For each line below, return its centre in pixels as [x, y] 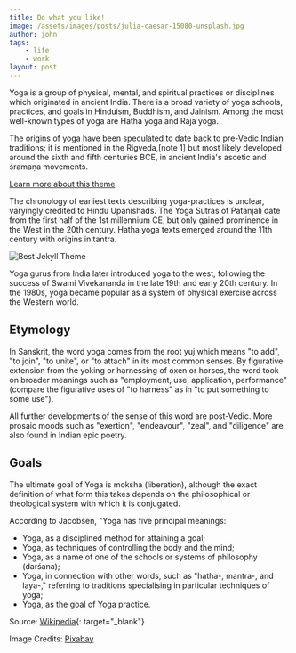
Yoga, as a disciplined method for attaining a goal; [114, 538]
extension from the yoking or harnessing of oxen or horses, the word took [144, 370]
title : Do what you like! [57, 17]
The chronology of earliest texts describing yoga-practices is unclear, [137, 200]
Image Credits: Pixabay [52, 639]
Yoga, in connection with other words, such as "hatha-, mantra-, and [148, 575]
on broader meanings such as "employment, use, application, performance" [148, 380]
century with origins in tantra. [63, 239]
